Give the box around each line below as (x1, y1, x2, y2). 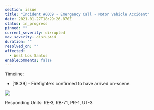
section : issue (5, 7, 37, 12)
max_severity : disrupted (5, 35, 56, 40)
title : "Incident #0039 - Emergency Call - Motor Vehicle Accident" (5, 12, 150, 17)
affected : (5, 48, 26, 53)
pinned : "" (5, 26, 28, 31)
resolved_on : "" (5, 44, 39, 49)
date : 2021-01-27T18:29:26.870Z (5, 16, 72, 21)
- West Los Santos (9, 53, 48, 58)
